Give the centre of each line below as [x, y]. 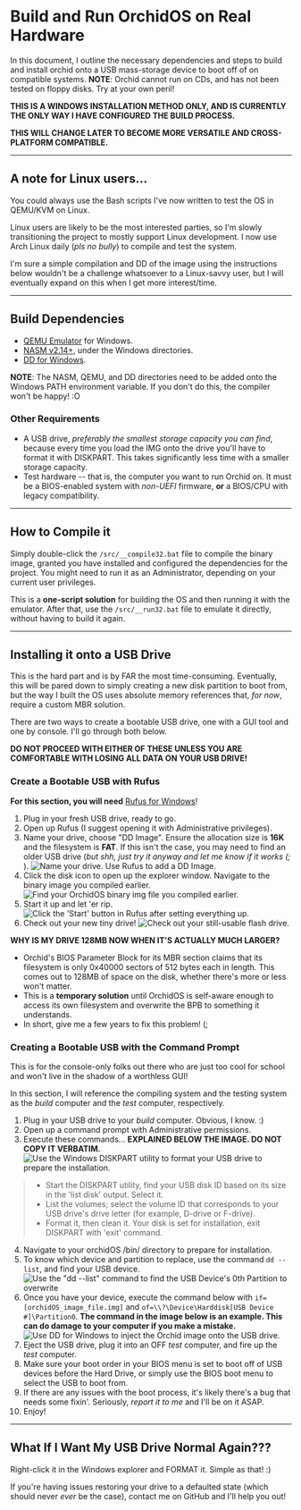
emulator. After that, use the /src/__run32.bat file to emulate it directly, [141, 609]
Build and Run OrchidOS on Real [131, 17]
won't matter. [47, 986]
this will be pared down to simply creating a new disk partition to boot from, [149, 686]
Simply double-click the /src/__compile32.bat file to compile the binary [142, 553]
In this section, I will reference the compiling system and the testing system [149, 1093]
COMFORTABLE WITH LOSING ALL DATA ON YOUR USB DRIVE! [129, 758]
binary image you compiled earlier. [87, 885]
